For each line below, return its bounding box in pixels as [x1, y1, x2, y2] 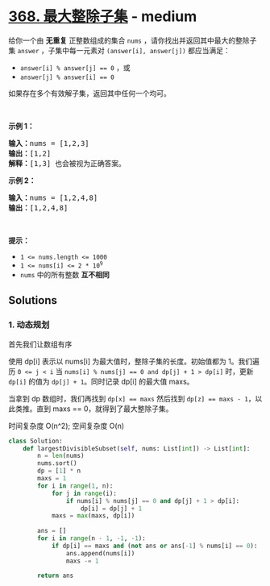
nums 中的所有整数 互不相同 [19, 269, 110, 279]
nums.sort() [37, 459, 78, 468]
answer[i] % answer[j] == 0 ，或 [19, 62, 131, 73]
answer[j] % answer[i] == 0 [19, 73, 114, 81]
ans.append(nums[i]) [65, 549, 135, 557]
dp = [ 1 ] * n [37, 467, 81, 476]
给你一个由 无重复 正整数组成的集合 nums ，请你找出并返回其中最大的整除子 [8, 35, 257, 45]
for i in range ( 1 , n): [37, 481, 114, 490]
